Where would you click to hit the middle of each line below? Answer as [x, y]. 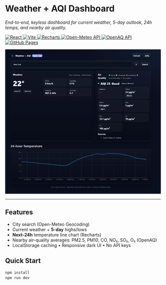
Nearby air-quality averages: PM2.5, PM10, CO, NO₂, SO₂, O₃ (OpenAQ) [84, 240]
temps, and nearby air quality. [36, 27]
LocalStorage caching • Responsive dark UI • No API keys [71, 245]
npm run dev [17, 278]
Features [19, 213]
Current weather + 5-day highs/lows [50, 229]
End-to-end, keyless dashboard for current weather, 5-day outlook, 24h [79, 22]
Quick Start [23, 261]
